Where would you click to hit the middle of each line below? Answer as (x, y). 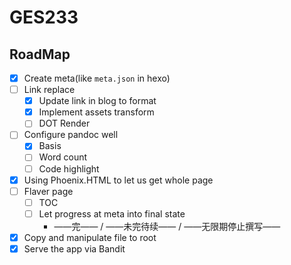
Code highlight (69, 168)
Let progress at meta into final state (112, 213)
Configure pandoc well (71, 135)
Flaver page (48, 191)
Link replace (49, 90)
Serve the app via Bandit (74, 248)
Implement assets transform (96, 112)
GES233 (44, 17)
